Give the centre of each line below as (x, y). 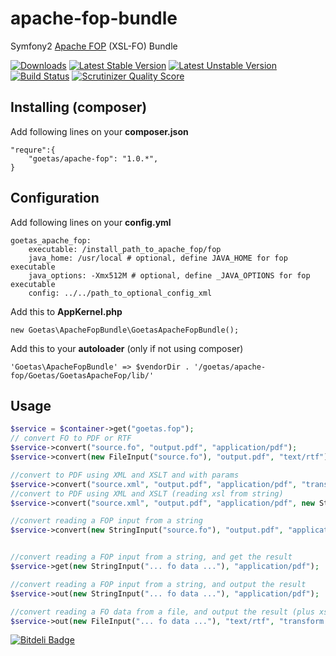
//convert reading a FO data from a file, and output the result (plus (162, 612)
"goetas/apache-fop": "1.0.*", (93, 158)
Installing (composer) (79, 107)
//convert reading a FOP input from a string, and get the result (151, 557)
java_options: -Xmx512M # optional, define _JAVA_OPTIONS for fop (169, 275)
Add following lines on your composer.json (99, 131)
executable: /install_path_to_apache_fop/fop (125, 249)
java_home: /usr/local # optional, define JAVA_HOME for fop (158, 258)
